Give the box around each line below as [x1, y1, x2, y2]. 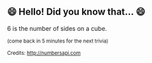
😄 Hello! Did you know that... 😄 [7, 6, 146, 18]
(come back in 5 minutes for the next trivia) [7, 38, 108, 45]
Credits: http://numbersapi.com [7, 49, 81, 56]
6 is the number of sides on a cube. [7, 24, 107, 32]
